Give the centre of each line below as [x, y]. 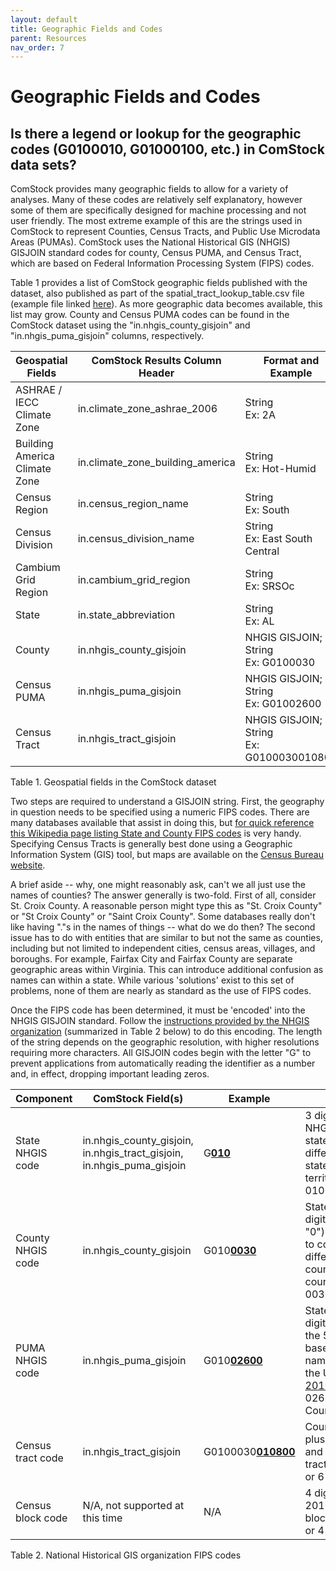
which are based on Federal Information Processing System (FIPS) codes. [162, 263]
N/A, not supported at [133, 1506]
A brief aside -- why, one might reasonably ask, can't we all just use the [158, 885]
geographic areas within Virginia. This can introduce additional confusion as [167, 970]
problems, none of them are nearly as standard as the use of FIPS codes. [161, 991]
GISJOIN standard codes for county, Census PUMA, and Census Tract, [156, 253]
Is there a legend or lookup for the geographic [156, 133]
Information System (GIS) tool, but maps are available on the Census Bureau [167, 855]
